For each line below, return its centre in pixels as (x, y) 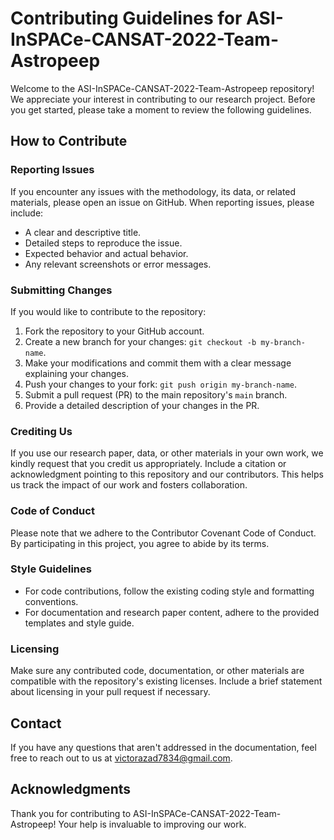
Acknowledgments (71, 789)
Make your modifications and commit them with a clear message (158, 363)
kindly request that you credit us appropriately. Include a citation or (148, 464)
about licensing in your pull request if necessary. (110, 692)
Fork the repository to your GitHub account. (114, 331)
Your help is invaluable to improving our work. (152, 824)
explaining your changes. (77, 373)
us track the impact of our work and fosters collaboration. (129, 485)
